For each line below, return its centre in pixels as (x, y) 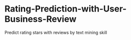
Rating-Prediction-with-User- (65, 9)
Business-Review (41, 19)
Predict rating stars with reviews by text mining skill (56, 32)
